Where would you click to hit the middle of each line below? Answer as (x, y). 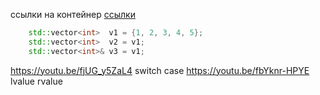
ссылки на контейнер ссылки (73, 14)
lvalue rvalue (36, 81)
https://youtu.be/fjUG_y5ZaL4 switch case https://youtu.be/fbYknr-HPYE (160, 70)
